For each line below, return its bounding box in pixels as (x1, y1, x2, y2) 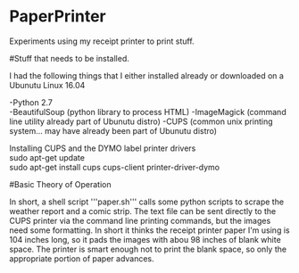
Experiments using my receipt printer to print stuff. (9, 36, 195, 46)
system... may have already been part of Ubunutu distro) (9, 125, 217, 136)
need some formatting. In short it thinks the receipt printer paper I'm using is (9, 225, 290, 236)
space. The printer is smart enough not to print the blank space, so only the (9, 244, 287, 254)
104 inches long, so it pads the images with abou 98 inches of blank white (9, 234, 281, 244)
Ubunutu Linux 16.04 (9, 79, 86, 90)
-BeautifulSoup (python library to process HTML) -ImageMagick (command (9, 106, 287, 117)
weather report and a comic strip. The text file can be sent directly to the (9, 205, 277, 216)
